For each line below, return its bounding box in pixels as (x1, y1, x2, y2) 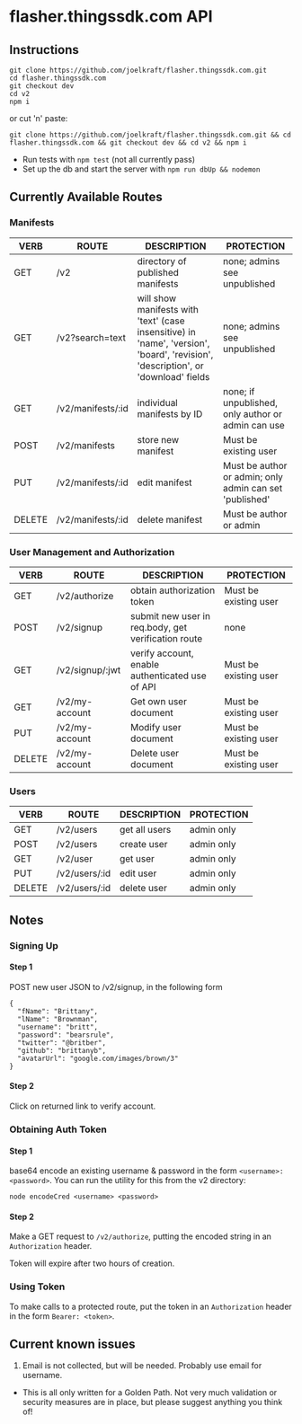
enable (129, 658, 160, 670)
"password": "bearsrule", (17, 1030, 115, 1039)
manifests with (137, 303, 200, 315)
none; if (223, 385, 255, 397)
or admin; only (223, 470, 283, 482)
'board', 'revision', (137, 348, 214, 360)
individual (137, 396, 178, 409)
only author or (223, 407, 283, 420)
